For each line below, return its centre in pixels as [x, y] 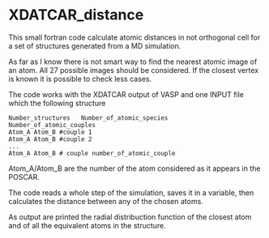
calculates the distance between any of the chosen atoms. [106, 201]
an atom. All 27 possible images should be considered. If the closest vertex [134, 70]
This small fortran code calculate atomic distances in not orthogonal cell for [134, 37]
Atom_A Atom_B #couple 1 [50, 132]
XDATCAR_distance [76, 15]
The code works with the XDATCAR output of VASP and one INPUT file [126, 94]
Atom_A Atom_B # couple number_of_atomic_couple [92, 153]
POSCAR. [24, 176]
